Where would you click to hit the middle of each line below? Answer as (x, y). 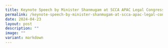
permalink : (16, 14)
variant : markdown (24, 38)
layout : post (19, 24)
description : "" (22, 28)
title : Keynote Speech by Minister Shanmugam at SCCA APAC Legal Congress (85, 10)
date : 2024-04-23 (23, 19)
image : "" (15, 33)
